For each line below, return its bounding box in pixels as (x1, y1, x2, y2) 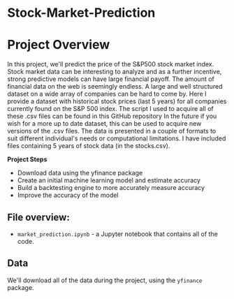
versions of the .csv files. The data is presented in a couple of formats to (7, 127, 217, 136)
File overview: (7, 211, 70, 223)
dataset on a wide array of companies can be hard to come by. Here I (7, 89, 207, 99)
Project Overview (7, 37, 110, 53)
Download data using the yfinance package (17, 169, 143, 177)
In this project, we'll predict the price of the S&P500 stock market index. (7, 60, 214, 68)
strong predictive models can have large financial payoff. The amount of (7, 75, 214, 83)
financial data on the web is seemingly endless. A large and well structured (7, 82, 223, 91)
